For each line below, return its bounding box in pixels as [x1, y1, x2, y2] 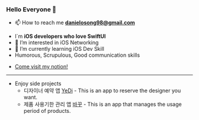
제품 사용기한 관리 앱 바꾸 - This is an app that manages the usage [23, 100, 182, 108]
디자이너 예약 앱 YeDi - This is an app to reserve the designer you [23, 87, 181, 94]
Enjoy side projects [14, 80, 62, 87]
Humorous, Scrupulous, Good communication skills [14, 51, 140, 59]
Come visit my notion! [14, 63, 68, 70]
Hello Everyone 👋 [6, 5, 56, 14]
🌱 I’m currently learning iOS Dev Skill [14, 46, 105, 53]
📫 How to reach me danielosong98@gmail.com [14, 19, 135, 26]
